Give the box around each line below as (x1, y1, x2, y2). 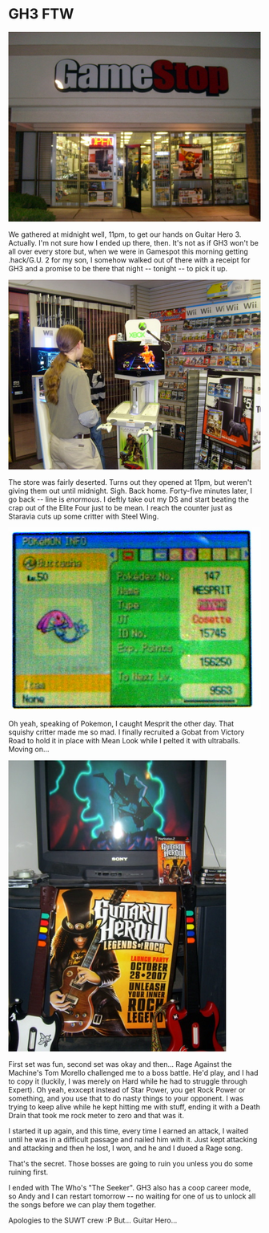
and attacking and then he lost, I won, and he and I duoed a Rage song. (8, 1143, 243, 1153)
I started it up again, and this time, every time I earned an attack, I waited (8, 1125, 249, 1136)
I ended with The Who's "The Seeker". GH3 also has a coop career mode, (8, 1182, 251, 1192)
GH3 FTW (8, 5, 74, 23)
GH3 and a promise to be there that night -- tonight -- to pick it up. (8, 263, 228, 273)
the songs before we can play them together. (8, 1199, 157, 1209)
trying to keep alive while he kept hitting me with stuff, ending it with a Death (8, 1101, 260, 1112)
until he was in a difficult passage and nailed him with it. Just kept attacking (8, 1134, 258, 1144)
